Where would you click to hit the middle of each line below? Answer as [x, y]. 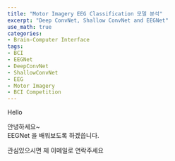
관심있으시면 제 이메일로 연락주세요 [55, 150]
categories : [25, 33]
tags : [15, 46]
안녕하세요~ [24, 127]
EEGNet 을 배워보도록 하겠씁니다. [54, 136]
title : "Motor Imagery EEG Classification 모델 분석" [85, 14]
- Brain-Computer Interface [49, 40]
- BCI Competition [34, 92]
